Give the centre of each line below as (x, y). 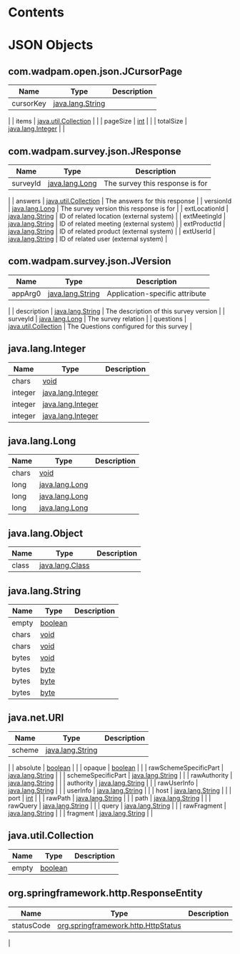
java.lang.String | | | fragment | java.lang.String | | (80, 813)
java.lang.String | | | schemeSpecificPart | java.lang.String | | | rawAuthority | (120, 775)
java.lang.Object (46, 533)
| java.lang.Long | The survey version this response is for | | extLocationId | (118, 209)
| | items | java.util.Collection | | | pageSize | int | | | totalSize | (98, 121)
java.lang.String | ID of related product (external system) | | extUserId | (112, 231)
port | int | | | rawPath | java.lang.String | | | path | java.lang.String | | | (110, 798)
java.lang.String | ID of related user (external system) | (88, 239)
